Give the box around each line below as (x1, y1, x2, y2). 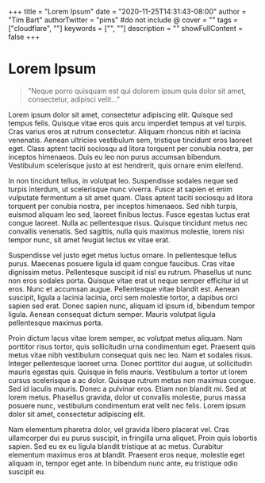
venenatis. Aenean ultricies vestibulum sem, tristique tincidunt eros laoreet (8, 135, 252, 145)
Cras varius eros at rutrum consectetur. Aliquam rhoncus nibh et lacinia (8, 126, 241, 136)
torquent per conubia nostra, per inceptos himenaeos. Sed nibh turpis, (8, 201, 238, 211)
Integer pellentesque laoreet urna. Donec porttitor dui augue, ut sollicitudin (8, 358, 252, 368)
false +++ (8, 32, 40, 41)
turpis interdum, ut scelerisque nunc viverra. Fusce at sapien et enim (8, 184, 232, 194)
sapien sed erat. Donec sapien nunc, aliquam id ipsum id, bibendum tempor (8, 301, 255, 311)
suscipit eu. (8, 466, 46, 476)
